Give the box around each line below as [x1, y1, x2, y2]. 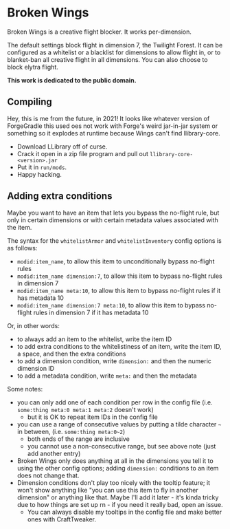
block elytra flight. [7, 63, 58, 71]
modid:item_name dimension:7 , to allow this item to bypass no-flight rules [16, 272, 222, 280]
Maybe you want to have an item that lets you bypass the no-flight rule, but [7, 208, 220, 217]
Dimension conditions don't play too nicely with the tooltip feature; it [16, 478, 211, 486]
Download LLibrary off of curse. [16, 142, 108, 151]
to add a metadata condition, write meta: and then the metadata [16, 371, 197, 380]
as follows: [7, 244, 38, 252]
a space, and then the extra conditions [16, 349, 126, 358]
